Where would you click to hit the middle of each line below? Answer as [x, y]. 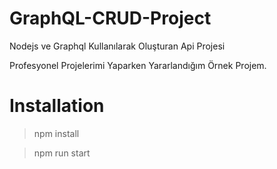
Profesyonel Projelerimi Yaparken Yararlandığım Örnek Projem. [138, 65]
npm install [56, 133]
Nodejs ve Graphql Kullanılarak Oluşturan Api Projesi [117, 46]
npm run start [62, 153]
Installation [57, 106]
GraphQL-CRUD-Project [110, 18]
